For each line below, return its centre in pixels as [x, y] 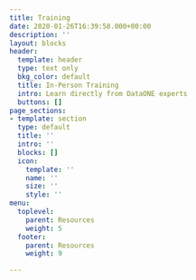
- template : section [48, 119]
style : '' [44, 195]
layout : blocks [38, 43]
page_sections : [38, 111]
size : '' [42, 187]
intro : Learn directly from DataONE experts [103, 93]
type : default [44, 128]
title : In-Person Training [68, 85]
